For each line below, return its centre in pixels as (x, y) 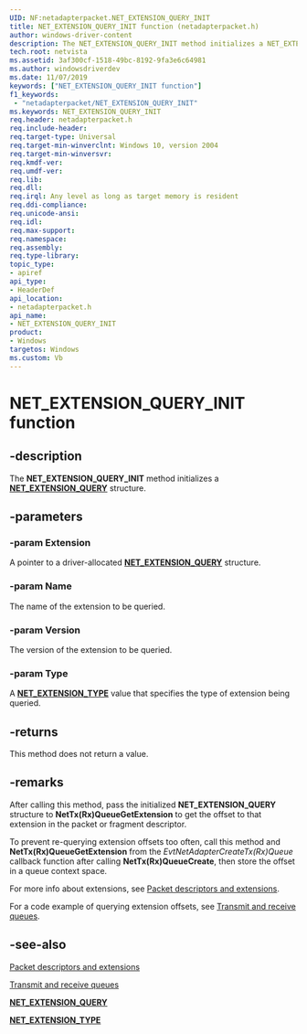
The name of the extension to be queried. (88, 606)
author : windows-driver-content (71, 35)
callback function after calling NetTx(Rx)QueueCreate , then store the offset (152, 861)
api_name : (28, 315)
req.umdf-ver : (37, 171)
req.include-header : (49, 129)
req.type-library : (44, 256)
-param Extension (50, 542)
